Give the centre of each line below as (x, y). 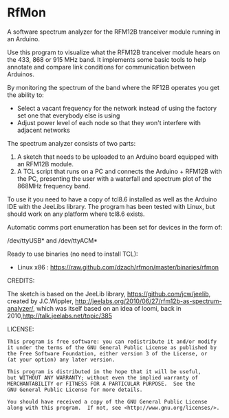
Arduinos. (21, 74)
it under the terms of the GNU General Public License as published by (112, 348)
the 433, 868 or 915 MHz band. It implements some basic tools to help (107, 59)
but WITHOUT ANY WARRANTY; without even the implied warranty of (102, 377)
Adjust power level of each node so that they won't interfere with (109, 122)
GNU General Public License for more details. (75, 390)
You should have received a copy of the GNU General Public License (107, 401)
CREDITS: (21, 280)
